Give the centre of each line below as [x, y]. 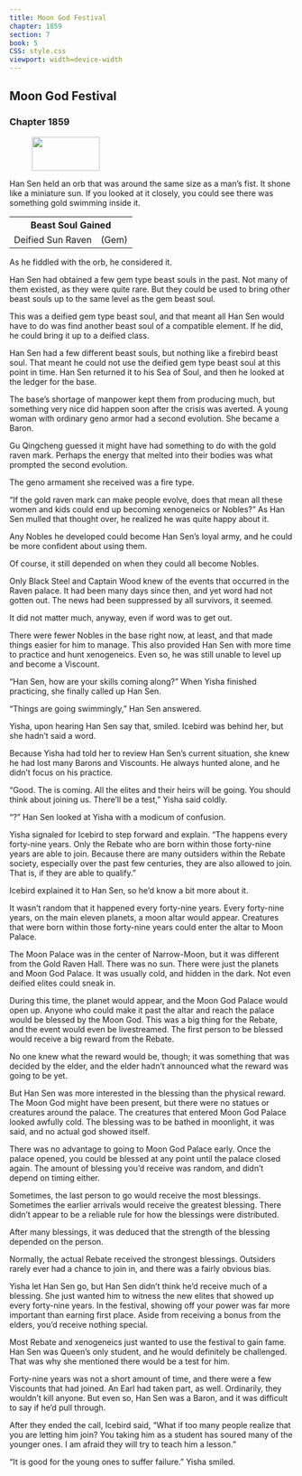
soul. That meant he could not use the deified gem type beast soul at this [145, 362]
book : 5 [24, 43]
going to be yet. [38, 1075]
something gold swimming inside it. [75, 202]
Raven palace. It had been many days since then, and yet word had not [141, 590]
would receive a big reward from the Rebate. [92, 1039]
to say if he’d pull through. [58, 1407]
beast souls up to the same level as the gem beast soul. [113, 298]
